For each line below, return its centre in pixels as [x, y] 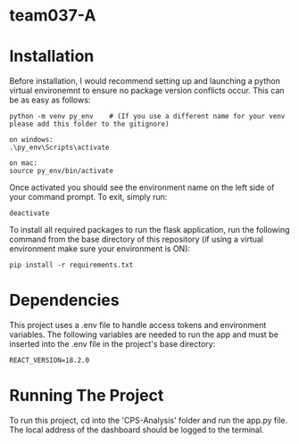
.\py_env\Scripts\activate [59, 148]
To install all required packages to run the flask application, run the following [149, 230]
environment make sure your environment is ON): [100, 249]
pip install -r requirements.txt [71, 265]
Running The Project [87, 395]
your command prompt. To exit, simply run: [88, 197]
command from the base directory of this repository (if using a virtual [136, 239]
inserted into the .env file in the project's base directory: [112, 344]
